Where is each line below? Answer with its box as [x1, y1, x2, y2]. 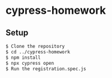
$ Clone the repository [5, 43, 65, 49]
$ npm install [5, 55, 41, 61]
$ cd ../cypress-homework [5, 49, 70, 55]
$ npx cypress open [5, 60, 55, 66]
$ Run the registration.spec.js [5, 65, 86, 72]
